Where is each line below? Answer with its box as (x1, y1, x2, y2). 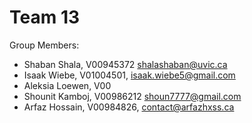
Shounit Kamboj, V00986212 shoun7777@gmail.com (23, 90, 242, 102)
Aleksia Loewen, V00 (23, 79, 112, 91)
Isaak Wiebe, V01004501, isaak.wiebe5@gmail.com (23, 69, 236, 81)
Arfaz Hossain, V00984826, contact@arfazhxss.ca (23, 101, 235, 113)
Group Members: (9, 39, 80, 51)
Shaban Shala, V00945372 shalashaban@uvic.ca (23, 58, 228, 70)
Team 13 (9, 6, 81, 29)
